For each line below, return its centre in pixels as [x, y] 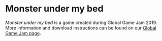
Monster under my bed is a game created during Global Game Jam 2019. [81, 22]
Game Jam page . [23, 33]
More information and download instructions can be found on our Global [81, 27]
